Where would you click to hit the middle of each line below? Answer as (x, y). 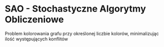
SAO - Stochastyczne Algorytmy (75, 9)
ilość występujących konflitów (37, 39)
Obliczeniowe (34, 19)
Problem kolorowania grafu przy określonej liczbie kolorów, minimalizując (82, 33)
